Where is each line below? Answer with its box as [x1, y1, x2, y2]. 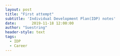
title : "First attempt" [5, 12, 54, 17]
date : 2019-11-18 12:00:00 [5, 20, 74, 26]
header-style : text [5, 30, 45, 35]
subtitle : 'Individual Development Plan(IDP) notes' [5, 16, 116, 21]
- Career [9, 43, 28, 48]
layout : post [5, 7, 32, 12]
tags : [5, 35, 16, 39]
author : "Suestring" [5, 25, 48, 30]
